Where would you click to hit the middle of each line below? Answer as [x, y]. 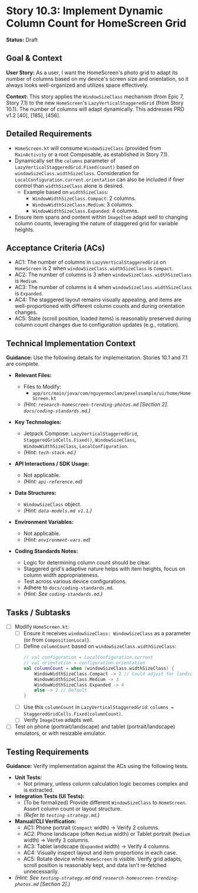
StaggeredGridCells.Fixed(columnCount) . [73, 714]
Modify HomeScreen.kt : [42, 627]
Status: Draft [22, 40]
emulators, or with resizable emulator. [60, 733]
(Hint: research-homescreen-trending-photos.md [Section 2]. [96, 405]
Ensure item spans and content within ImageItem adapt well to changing [101, 217]
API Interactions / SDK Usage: [52, 464]
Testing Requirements [47, 752]
